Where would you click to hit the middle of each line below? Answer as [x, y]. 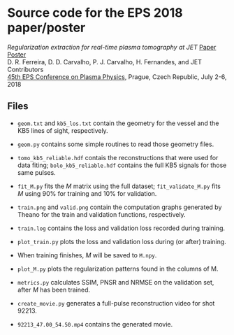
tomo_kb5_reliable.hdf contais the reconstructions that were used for [118, 157]
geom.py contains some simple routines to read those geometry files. [116, 144]
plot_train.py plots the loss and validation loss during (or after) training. [122, 241]
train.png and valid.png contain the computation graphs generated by [119, 207]
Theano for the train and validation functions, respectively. [102, 214]
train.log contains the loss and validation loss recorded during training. [121, 228]
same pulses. [36, 172]
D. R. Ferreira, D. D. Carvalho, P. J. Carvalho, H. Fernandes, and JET [105, 62]
